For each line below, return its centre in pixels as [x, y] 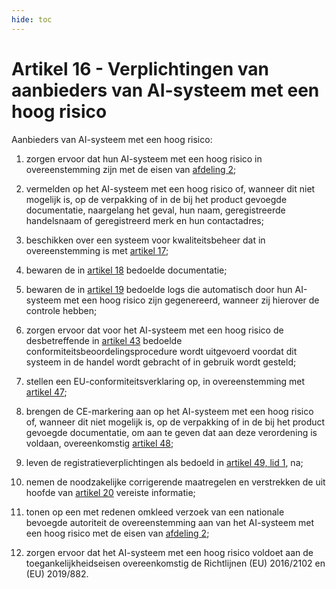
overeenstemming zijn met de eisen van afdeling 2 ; [131, 169]
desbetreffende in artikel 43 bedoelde [104, 340]
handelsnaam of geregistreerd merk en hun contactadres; [144, 220]
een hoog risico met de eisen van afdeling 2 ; [117, 533]
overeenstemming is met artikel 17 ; [97, 250]
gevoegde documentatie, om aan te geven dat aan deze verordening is [171, 432]
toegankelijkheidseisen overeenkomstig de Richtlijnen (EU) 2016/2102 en [175, 563]
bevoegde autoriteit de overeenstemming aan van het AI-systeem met [170, 522]
